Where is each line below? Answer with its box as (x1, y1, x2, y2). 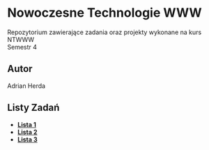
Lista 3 (17, 135, 38, 144)
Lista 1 (17, 120, 37, 128)
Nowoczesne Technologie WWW (7, 5, 202, 21)
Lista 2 (17, 128, 38, 136)
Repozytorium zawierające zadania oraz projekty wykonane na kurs (7, 28, 202, 36)
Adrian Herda (7, 82, 46, 90)
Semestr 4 (7, 43, 37, 51)
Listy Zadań (7, 102, 60, 114)
